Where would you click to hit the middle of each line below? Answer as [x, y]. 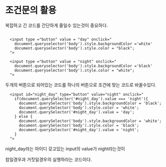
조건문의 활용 [31, 10]
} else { [24, 116]
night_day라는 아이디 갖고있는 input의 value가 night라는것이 [65, 149]
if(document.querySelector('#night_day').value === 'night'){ [81, 99]
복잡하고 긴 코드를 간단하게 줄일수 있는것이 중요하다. [56, 25]
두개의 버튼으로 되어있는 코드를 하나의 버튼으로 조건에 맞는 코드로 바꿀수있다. [81, 85]
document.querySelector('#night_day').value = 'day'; [77, 112]
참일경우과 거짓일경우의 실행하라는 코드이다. [49, 159]
